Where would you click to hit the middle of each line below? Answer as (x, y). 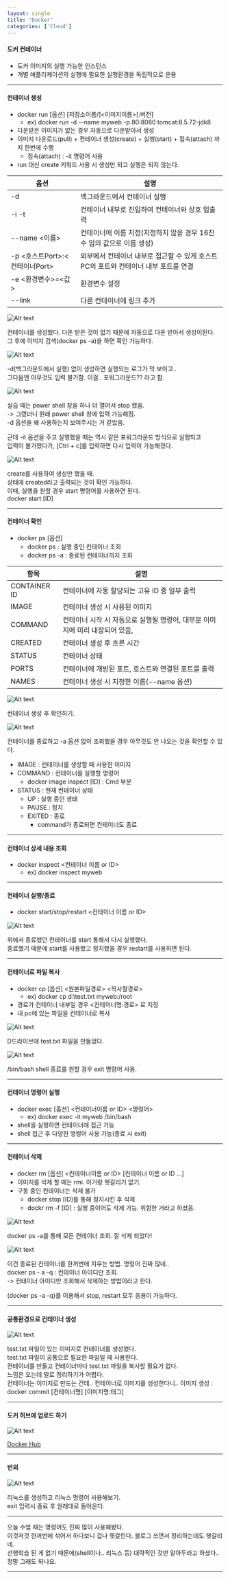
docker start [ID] (30, 498)
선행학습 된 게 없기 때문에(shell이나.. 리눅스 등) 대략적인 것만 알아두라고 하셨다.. (113, 1553)
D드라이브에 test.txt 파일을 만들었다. (56, 1041)
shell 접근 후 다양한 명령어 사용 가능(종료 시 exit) (82, 1133)
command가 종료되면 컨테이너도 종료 (87, 824)
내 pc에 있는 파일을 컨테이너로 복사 (64, 1013)
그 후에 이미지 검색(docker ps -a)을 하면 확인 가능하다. (80, 340)
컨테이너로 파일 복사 (34, 972)
